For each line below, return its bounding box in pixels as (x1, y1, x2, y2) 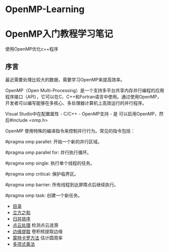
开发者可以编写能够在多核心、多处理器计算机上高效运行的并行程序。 (5, 100, 147, 106)
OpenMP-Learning (5, 4, 85, 15)
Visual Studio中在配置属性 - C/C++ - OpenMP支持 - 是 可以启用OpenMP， (5, 110, 159, 117)
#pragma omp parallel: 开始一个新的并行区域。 (5, 138, 102, 145)
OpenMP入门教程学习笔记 (5, 28, 114, 40)
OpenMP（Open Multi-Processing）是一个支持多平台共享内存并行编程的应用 (5, 87, 164, 93)
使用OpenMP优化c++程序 (5, 46, 59, 52)
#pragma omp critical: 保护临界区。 (5, 171, 79, 177)
